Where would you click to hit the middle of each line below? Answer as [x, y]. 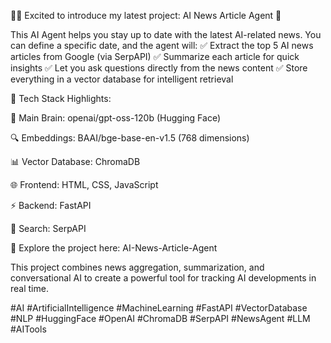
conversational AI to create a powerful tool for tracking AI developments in [163, 278]
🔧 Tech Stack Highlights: [61, 98]
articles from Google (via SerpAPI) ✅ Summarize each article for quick [155, 56]
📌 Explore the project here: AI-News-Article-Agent [114, 248]
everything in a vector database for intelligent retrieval [122, 79]
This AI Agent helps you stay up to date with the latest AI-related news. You [166, 34]
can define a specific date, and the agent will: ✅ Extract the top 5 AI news [162, 45]
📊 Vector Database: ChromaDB [75, 161]
